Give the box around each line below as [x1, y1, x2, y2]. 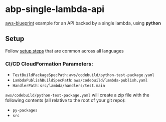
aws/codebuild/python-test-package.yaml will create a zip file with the [5, 92, 149, 98]
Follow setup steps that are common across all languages [5, 47, 124, 53]
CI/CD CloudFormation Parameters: [5, 60, 94, 67]
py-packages [12, 108, 38, 113]
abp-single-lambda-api [5, 3, 104, 15]
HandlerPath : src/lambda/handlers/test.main [12, 82, 105, 88]
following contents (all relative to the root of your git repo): [5, 97, 126, 103]
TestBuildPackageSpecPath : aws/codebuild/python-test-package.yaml [12, 71, 154, 78]
